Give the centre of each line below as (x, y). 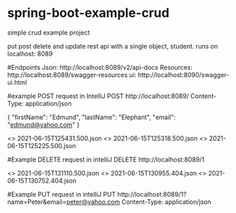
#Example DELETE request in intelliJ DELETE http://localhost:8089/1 (106, 159)
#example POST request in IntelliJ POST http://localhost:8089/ (98, 96)
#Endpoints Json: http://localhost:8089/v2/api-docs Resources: (100, 67)
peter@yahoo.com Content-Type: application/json (139, 202)
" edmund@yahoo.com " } (43, 124)
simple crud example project (49, 32)
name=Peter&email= (37, 202)
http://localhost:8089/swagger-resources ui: (72, 75)
